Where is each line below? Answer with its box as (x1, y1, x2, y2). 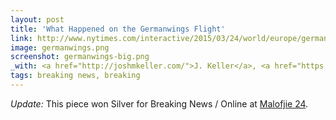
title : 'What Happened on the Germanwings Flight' (10, 24, 226, 34)
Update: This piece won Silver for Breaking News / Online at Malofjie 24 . (10, 97, 309, 110)
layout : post (10, 14, 65, 25)
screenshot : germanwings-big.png (10, 52, 150, 62)
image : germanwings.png (10, 42, 110, 53)
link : (10, 33, 33, 43)
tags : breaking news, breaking (10, 71, 141, 81)
